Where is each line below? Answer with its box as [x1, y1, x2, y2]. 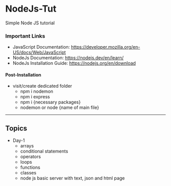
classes [20, 170, 37, 176]
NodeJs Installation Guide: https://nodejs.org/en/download [12, 60, 136, 66]
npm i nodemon [20, 88, 53, 94]
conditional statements [20, 148, 69, 155]
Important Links [5, 32, 45, 40]
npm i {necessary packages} [20, 99, 81, 105]
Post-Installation [5, 71, 42, 78]
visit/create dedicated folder [12, 83, 72, 89]
